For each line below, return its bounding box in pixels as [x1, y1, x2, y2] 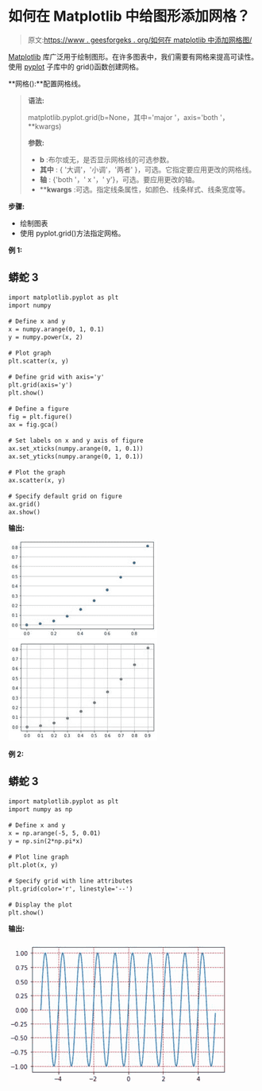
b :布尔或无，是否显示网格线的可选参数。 [39, 154, 174, 164]
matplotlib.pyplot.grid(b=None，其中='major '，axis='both [27, 112, 218, 122]
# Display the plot [8, 900, 73, 909]
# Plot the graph [8, 468, 66, 476]
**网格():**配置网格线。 [8, 79, 86, 88]
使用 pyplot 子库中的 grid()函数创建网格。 [8, 61, 144, 72]
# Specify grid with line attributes [8, 876, 133, 885]
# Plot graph [8, 349, 52, 357]
